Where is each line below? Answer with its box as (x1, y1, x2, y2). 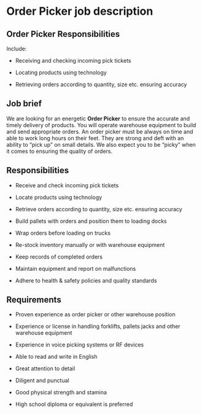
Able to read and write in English (15, 353, 98, 361)
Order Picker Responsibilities (6, 29, 120, 39)
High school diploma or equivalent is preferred (15, 400, 133, 408)
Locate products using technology (15, 193, 103, 201)
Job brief (6, 98, 42, 109)
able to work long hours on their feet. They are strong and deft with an (6, 134, 184, 142)
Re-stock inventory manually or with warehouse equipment (15, 241, 165, 248)
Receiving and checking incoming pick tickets (15, 57, 131, 64)
